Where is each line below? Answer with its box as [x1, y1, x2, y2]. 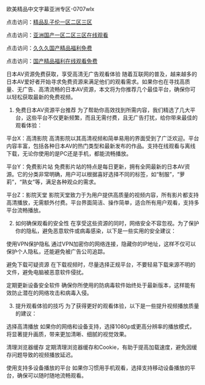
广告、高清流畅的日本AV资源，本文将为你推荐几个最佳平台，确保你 [22, 86, 191, 93]
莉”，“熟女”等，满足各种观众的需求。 [6, 178, 100, 185]
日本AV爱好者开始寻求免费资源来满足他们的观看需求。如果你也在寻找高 [6, 78, 185, 85]
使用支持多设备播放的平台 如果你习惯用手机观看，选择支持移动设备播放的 [6, 364, 190, 372]
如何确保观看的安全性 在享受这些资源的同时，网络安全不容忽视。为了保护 [15, 220, 199, 226]
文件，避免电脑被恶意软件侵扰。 [6, 269, 87, 275]
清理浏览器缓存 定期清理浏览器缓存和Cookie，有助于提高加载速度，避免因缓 [6, 343, 198, 351]
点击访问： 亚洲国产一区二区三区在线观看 [6, 31, 108, 39]
